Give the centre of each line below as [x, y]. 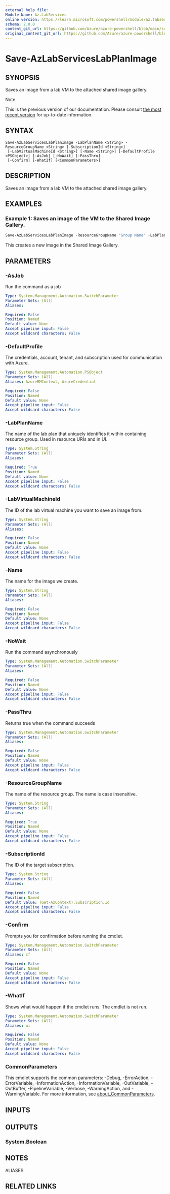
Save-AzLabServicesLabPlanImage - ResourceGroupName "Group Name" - [78, 235]
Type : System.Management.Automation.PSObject [54, 372]
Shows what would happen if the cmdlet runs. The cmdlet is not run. [76, 1006]
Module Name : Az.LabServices [36, 15]
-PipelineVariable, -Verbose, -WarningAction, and [79, 1089]
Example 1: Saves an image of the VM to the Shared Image [78, 218]
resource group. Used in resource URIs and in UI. [56, 439]
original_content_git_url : [34, 34]
